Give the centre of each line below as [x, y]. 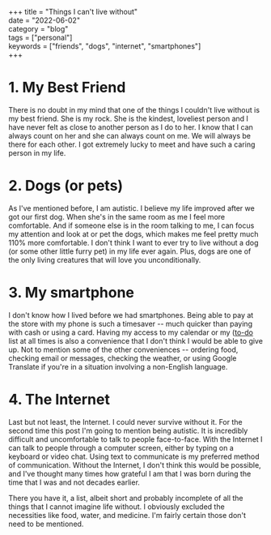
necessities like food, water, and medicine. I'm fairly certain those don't [127, 515]
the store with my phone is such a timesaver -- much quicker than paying [131, 323]
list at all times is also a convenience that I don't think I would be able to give [135, 340]
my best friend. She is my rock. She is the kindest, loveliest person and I [129, 118]
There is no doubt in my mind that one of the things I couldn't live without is [134, 109]
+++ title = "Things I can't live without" [73, 12]
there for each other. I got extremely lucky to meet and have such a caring [132, 144]
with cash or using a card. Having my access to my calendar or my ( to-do [131, 332]
